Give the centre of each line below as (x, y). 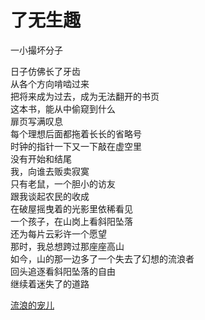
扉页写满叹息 (36, 121)
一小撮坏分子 (36, 50)
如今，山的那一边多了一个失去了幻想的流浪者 (102, 258)
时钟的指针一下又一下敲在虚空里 (76, 146)
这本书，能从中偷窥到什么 (63, 108)
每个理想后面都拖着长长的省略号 (76, 133)
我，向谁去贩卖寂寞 (50, 171)
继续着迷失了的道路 (50, 283)
